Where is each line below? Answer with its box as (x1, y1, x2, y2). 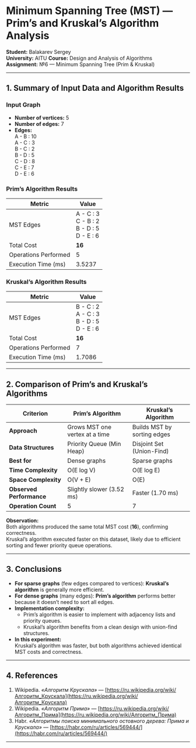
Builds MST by (132, 423, 172, 431)
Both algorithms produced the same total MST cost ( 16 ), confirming (6, 523, 169, 530)
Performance (9, 493, 47, 501)
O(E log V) (66, 466, 96, 475)
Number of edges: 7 (14, 120, 64, 127)
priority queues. (23, 617, 62, 624)
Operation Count (9, 502, 57, 510)
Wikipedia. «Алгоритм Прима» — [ (14, 705, 100, 712)
